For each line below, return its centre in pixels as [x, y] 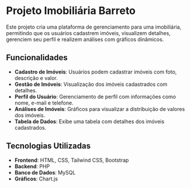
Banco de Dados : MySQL [45, 172]
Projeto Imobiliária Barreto [71, 11]
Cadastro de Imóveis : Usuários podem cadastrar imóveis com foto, [95, 72]
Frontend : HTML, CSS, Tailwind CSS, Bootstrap [72, 160]
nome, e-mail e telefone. [44, 103]
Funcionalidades [37, 58]
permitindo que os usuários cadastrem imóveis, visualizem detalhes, [88, 33]
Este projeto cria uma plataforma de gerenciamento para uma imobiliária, [94, 27]
